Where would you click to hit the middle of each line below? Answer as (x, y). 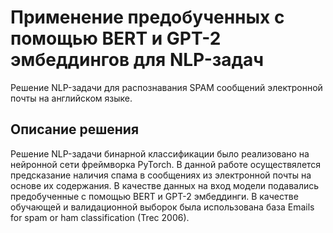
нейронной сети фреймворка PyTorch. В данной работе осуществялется (166, 164)
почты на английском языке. (71, 98)
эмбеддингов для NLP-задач (137, 60)
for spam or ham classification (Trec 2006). (100, 217)
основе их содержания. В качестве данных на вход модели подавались (165, 185)
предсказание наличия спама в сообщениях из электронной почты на (161, 175)
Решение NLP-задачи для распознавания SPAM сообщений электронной (166, 87)
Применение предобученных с (147, 17)
